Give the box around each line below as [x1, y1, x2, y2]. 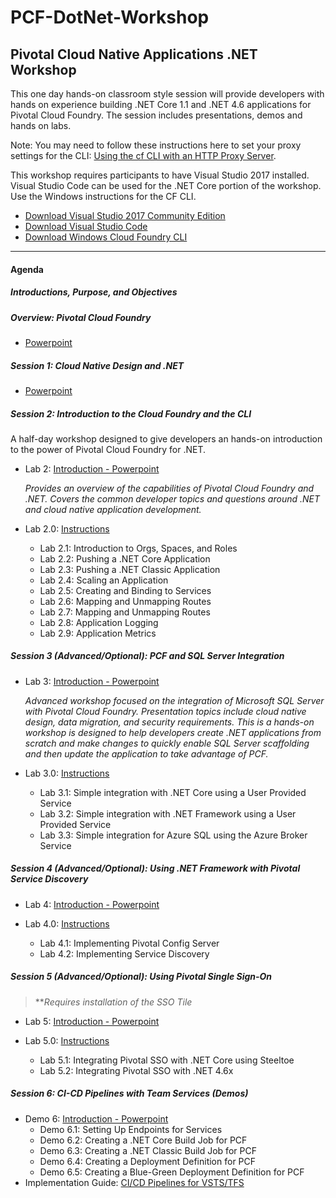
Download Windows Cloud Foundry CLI [24, 231, 188, 243]
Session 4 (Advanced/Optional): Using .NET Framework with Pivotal [10, 862, 301, 875]
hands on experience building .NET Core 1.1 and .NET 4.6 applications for [10, 99, 312, 110]
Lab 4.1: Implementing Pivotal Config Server [39, 937, 220, 949]
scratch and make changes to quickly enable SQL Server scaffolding [24, 737, 310, 749]
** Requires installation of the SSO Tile [34, 996, 193, 1008]
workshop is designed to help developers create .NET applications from [24, 726, 322, 738]
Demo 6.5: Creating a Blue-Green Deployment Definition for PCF [39, 1166, 305, 1178]
